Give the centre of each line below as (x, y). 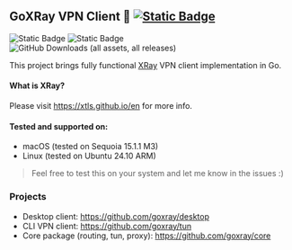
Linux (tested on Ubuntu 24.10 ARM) (89, 156)
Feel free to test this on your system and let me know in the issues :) (158, 174)
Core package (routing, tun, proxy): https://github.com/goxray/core (146, 236)
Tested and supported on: (59, 126)
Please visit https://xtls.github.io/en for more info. (101, 106)
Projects (28, 197)
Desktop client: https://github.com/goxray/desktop (115, 216)
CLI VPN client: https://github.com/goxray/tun (106, 226)
